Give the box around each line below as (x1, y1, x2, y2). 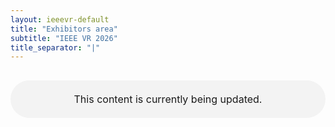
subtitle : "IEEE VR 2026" (10, 33, 118, 43)
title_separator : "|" (10, 42, 101, 53)
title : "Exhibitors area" (10, 24, 118, 34)
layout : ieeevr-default (10, 14, 110, 25)
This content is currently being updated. (73, 92, 263, 106)
